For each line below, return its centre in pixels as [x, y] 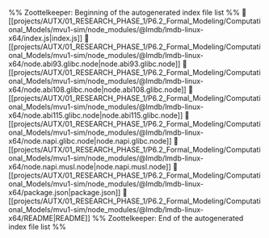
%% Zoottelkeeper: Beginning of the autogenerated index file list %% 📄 [128, 13]
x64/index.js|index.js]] [46, 38]
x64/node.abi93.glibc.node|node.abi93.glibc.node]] [95, 64]
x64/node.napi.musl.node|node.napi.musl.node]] [90, 167]
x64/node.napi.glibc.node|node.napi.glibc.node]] [90, 141]
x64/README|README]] [49, 218]
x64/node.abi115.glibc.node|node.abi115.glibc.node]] [96, 115]
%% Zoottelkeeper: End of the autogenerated [168, 218]
